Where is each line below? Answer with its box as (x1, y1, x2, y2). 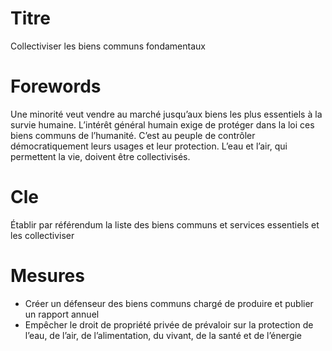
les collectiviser (10, 229, 75, 241)
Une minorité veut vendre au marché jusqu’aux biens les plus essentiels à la (10, 108, 323, 120)
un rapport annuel (24, 308, 100, 320)
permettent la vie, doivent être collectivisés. (10, 150, 191, 162)
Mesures (10, 265, 85, 287)
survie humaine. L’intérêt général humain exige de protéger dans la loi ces (10, 118, 315, 131)
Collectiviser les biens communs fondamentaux (10, 40, 206, 52)
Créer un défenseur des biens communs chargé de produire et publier (24, 297, 314, 309)
